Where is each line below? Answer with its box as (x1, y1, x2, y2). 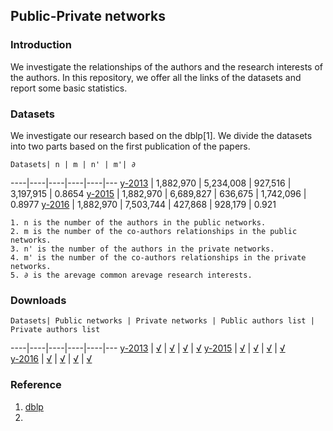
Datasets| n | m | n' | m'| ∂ (10, 159, 137, 169)
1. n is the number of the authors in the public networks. (10, 217, 267, 228)
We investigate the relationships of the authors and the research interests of (10, 60, 324, 73)
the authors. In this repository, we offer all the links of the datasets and (10, 71, 302, 83)
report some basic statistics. (10, 82, 128, 94)
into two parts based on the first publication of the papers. (10, 140, 251, 152)
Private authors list (10, 325, 101, 335)
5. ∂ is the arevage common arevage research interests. (10, 270, 253, 280)
